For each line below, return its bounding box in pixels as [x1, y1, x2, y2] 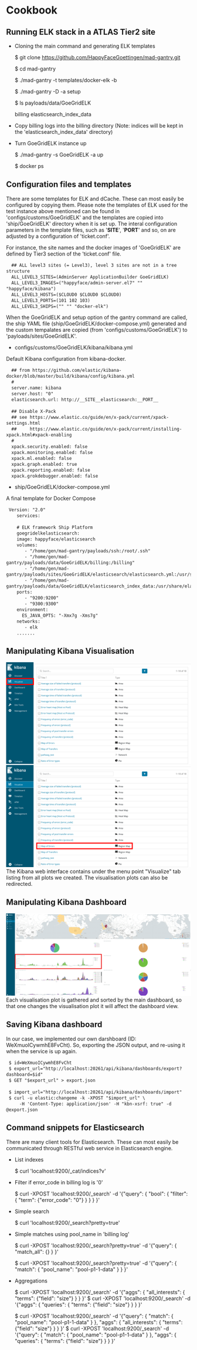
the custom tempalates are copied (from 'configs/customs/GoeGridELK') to [6, 326, 188, 333]
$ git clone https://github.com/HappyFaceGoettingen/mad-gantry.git [14, 54, 181, 61]
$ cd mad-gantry [14, 65, 56, 72]
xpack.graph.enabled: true [11, 461, 77, 467]
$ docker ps [14, 163, 44, 169]
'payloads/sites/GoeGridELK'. [6, 333, 77, 340]
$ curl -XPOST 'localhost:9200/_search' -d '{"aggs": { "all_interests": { [14, 1288, 185, 1295]
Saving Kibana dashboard [6, 1020, 103, 1030]
